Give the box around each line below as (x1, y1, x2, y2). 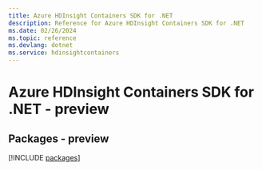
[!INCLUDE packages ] (8, 153, 81, 162)
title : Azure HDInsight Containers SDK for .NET (8, 11, 173, 20)
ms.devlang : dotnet (8, 42, 73, 49)
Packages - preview (8, 132, 109, 145)
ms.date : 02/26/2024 (8, 26, 77, 34)
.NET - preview (8, 101, 109, 118)
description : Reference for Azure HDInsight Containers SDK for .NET (8, 19, 245, 27)
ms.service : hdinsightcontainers (8, 49, 120, 57)
